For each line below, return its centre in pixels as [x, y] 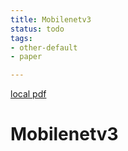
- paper [26, 57]
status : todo [37, 29]
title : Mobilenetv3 [51, 19]
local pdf [28, 94]
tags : [21, 38]
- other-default [44, 47]
